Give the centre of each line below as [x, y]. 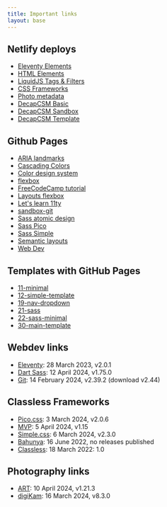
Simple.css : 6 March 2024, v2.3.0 [67, 434]
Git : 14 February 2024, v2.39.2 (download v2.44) [89, 380]
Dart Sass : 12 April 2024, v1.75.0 [64, 372]
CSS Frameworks [43, 89]
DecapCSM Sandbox [48, 111]
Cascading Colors [44, 166]
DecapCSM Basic [43, 104]
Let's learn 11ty [39, 203]
